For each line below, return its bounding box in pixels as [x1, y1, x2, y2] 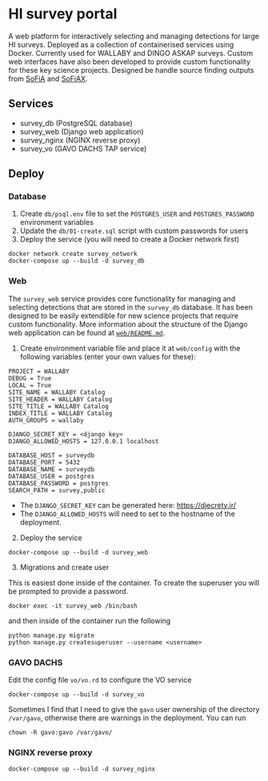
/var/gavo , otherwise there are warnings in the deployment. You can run [8, 713, 246, 723]
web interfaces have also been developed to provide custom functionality [8, 57, 250, 66]
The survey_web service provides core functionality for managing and [8, 294, 236, 303]
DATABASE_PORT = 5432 [8, 458, 81, 467]
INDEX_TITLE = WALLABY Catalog [8, 409, 113, 417]
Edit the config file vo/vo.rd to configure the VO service [8, 675, 192, 685]
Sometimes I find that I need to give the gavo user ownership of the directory [8, 705, 260, 715]
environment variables [19, 218, 94, 227]
